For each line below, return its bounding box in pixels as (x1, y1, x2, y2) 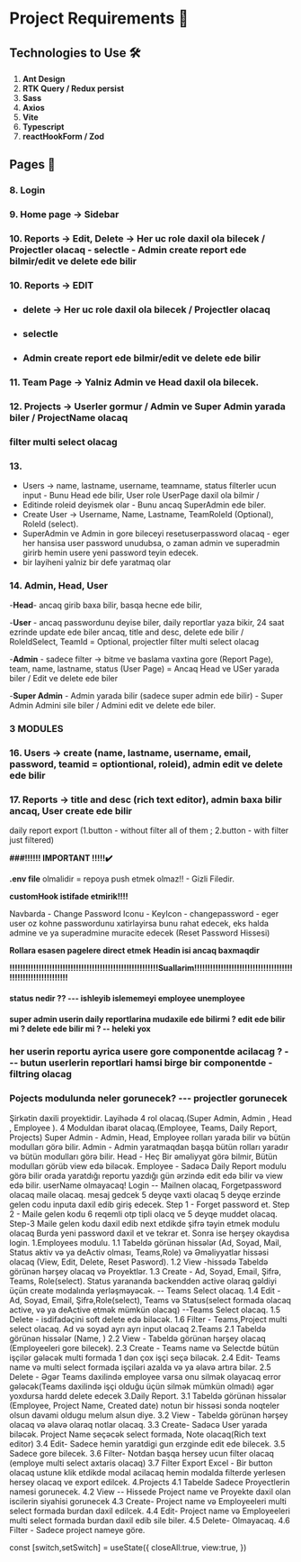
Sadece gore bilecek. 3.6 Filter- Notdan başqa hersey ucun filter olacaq (9, 1448, 274, 1458)
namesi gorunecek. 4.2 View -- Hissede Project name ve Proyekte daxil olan (9, 1486, 292, 1497)
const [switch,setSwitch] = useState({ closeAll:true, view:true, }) (9, 1541, 247, 1553)
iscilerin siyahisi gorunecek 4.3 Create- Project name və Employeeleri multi (9, 1495, 288, 1506)
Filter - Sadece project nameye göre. (9, 1524, 146, 1535)
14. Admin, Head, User (9, 579, 109, 591)
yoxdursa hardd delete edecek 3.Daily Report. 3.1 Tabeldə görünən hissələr (9, 1390, 288, 1401)
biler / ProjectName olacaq (9, 411, 128, 424)
